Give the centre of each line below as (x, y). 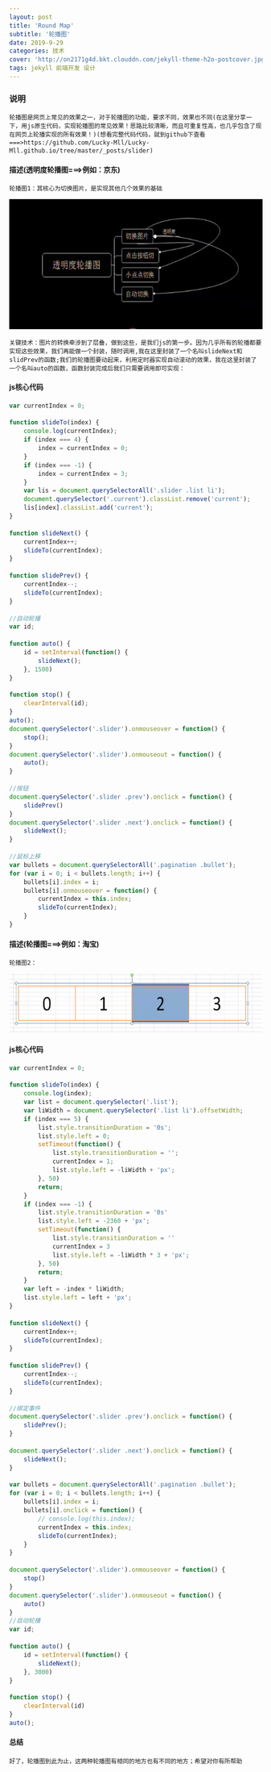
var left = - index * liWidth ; (74, 1289)
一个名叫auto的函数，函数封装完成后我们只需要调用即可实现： (97, 368)
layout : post (31, 17)
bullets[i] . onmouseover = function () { (90, 890)
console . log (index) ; (58, 1094)
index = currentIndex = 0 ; (83, 448)
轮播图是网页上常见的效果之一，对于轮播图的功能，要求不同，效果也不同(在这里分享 (127, 118)
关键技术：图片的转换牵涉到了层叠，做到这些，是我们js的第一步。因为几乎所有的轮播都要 (135, 343)
